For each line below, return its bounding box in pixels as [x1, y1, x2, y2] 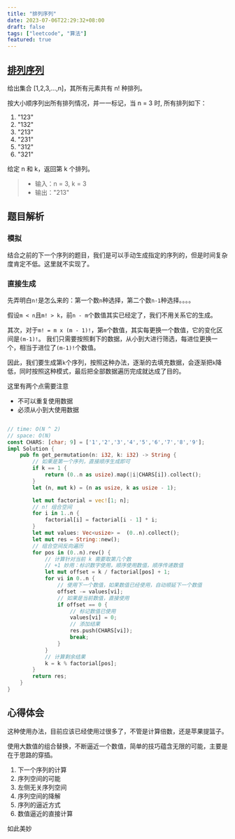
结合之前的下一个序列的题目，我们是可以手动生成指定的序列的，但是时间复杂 [7, 250, 228, 259]
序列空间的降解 [17, 791, 61, 800]
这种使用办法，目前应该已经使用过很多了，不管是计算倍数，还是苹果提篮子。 [7, 727, 228, 735]
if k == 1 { [32, 465, 68, 472]
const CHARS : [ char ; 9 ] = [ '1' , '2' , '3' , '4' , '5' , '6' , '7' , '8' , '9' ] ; [7, 439, 205, 446]
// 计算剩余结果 [44, 653, 86, 660]
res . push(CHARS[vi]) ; [69, 627, 133, 634]
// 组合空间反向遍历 [32, 543, 84, 550]
